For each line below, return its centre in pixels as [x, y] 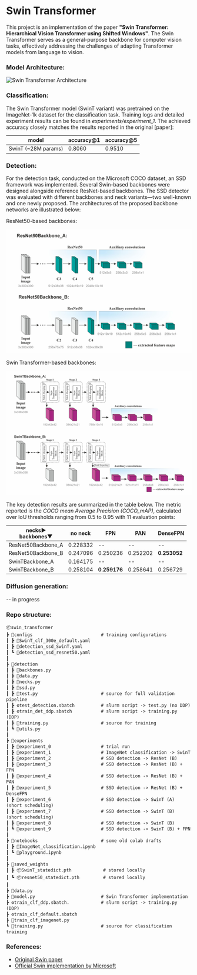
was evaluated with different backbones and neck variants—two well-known [98, 197]
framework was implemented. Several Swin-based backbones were [88, 185]
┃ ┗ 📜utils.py [24, 729]
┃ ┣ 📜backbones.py [29, 670]
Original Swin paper [39, 960]
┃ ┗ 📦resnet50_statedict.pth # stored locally [76, 877]
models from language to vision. [45, 52]
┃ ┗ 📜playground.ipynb [34, 852]
